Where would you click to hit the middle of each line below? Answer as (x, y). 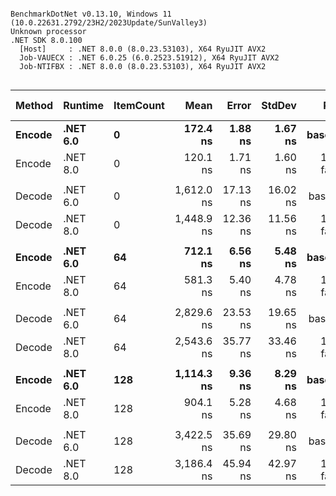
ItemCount (139, 105)
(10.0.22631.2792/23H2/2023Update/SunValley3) (109, 23)
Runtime (83, 105)
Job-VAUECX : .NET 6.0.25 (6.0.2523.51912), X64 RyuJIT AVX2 (149, 58)
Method (34, 105)
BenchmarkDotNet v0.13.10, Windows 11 (91, 14)
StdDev (279, 105)
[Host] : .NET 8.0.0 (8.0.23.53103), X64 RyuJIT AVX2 (143, 49)
